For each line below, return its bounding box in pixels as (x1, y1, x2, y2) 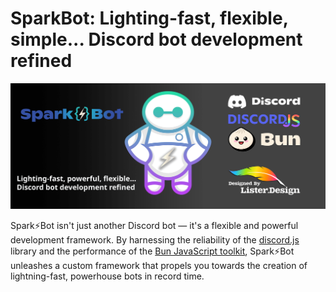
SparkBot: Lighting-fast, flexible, (10, 7, 289, 30)
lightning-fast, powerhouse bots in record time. (10, 270, 205, 282)
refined (10, 50, 73, 72)
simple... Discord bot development (10, 28, 303, 51)
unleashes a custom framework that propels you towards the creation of (10, 260, 308, 272)
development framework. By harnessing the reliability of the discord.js (10, 234, 300, 246)
